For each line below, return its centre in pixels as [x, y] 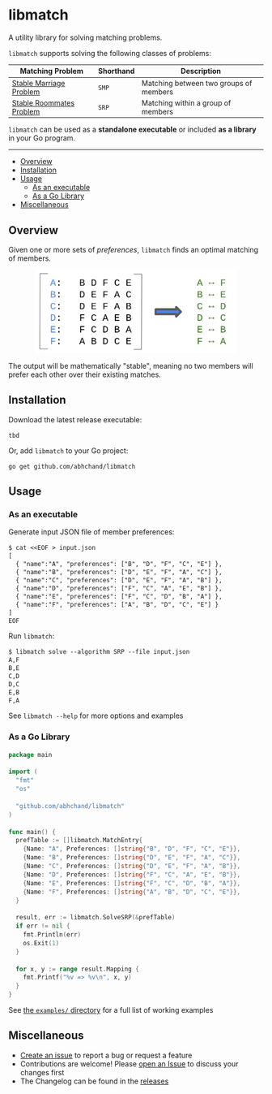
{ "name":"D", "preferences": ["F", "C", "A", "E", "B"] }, [119, 589]
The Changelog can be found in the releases [94, 1081]
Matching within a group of [186, 102]
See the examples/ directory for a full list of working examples [111, 1010]
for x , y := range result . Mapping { [77, 969]
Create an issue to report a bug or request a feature [106, 1055]
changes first [42, 1072]
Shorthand [117, 71]
